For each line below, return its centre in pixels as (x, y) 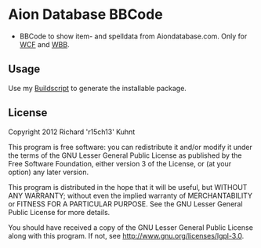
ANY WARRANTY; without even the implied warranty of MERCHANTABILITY (130, 195)
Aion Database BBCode (85, 15)
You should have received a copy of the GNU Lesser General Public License (130, 227)
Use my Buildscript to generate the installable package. (97, 88)
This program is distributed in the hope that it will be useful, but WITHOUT (128, 187)
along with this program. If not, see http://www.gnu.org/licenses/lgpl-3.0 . (126, 235)
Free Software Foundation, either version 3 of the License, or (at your (120, 163)
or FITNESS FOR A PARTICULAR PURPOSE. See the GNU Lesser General (125, 204)
